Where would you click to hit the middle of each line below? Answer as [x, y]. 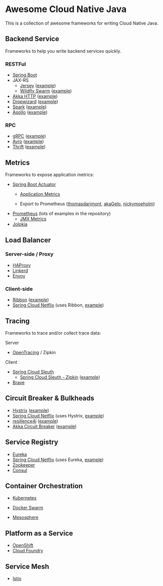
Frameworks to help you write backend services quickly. [63, 51]
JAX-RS [20, 80]
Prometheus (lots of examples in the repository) [61, 214]
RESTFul [15, 64]
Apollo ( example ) [30, 112]
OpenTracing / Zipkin [34, 352]
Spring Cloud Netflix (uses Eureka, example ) [58, 460]
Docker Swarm [28, 508]
